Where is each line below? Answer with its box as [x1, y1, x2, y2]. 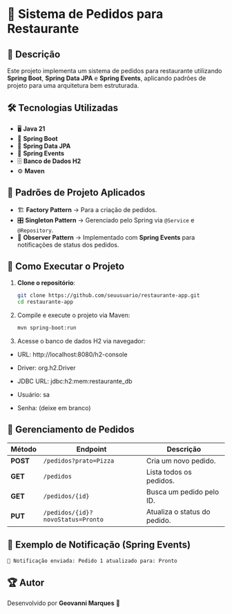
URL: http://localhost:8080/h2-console [17, 350, 128, 358]
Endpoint [76, 444, 107, 454]
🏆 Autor [7, 577, 45, 589]
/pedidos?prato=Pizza [43, 457, 115, 465]
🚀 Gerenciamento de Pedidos [7, 424, 135, 436]
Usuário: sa [17, 390, 50, 399]
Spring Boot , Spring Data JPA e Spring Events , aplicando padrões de [7, 74, 206, 82]
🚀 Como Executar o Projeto [7, 260, 125, 272]
